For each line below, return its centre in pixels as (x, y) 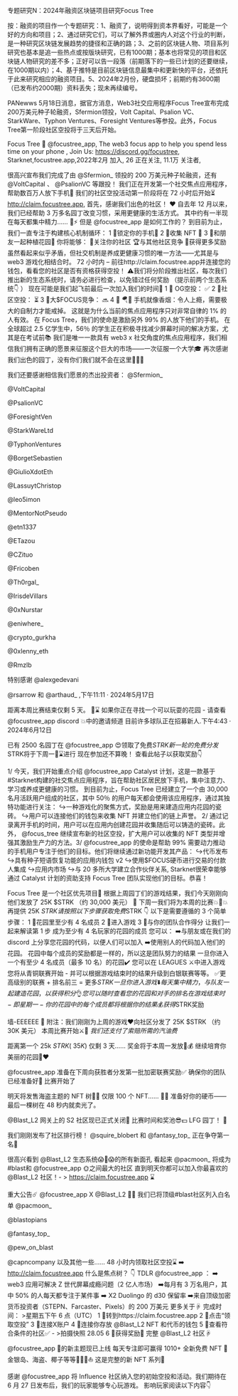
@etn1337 (22, 527)
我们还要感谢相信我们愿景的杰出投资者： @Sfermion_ (85, 375)
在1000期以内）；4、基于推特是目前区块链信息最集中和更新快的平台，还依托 (118, 70)
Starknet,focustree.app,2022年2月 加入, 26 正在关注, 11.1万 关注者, (104, 160)
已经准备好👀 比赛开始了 (42, 1081)
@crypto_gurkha (32, 637)
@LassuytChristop (34, 486)
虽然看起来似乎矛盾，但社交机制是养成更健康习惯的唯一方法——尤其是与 (113, 253)
